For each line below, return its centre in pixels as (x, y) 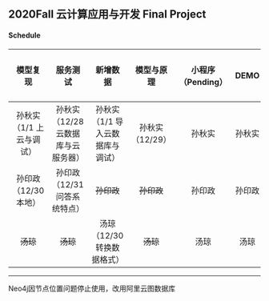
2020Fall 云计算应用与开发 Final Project (107, 14)
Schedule (25, 35)
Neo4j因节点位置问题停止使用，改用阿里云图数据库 (92, 288)
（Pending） (203, 82)
